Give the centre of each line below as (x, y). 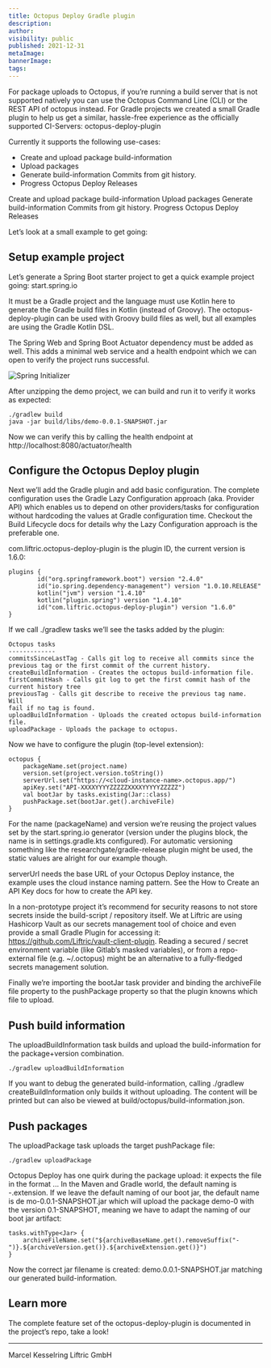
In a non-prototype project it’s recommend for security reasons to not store (133, 907)
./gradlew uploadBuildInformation (67, 1068)
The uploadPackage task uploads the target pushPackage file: (112, 1145)
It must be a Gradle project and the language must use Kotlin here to (122, 301)
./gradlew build (35, 414)
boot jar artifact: (35, 1218)
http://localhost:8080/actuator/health (70, 445)
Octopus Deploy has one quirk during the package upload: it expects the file (135, 1175)
